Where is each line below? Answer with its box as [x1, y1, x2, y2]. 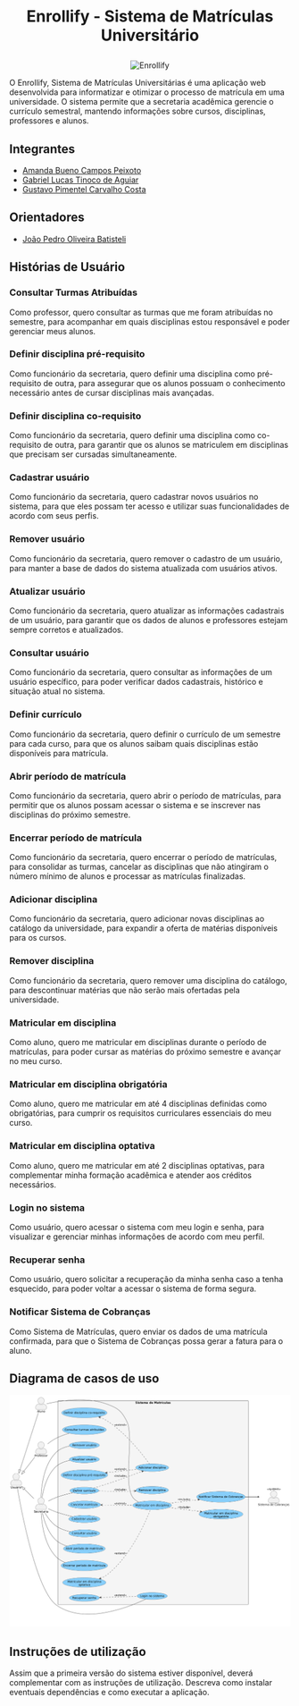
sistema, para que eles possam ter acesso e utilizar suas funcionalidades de [9, 501, 290, 511]
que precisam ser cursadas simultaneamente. [9, 449, 178, 460]
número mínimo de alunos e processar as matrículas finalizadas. [9, 871, 246, 882]
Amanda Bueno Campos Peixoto [21, 165, 142, 175]
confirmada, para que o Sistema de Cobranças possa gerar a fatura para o [9, 1335, 284, 1347]
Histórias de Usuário [9, 259, 126, 274]
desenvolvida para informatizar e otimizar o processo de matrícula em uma [9, 87, 286, 97]
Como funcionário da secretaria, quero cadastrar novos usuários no [9, 492, 259, 503]
